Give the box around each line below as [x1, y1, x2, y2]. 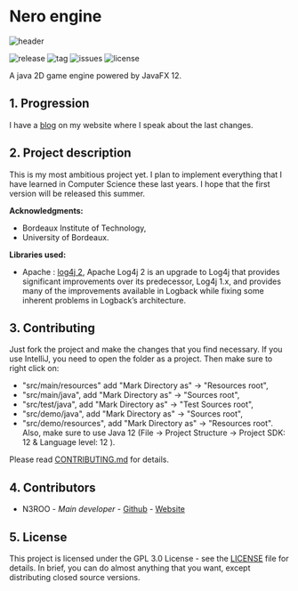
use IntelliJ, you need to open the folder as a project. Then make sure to [9, 353, 273, 364]
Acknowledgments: [9, 205, 84, 215]
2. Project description [9, 145, 132, 161]
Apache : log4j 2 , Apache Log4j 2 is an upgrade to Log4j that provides [21, 266, 280, 277]
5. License [9, 530, 68, 545]
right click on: [9, 363, 60, 374]
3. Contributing [9, 320, 96, 336]
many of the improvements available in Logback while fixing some [21, 285, 264, 295]
